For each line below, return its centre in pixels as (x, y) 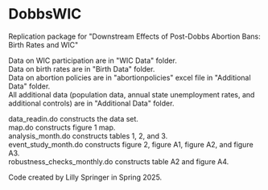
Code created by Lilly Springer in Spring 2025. (85, 177)
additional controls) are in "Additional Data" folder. (91, 103)
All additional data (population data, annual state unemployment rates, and (132, 94)
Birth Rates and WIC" (43, 44)
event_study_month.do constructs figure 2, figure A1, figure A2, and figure (131, 144)
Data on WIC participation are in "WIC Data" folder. (93, 60)
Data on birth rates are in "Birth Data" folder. (82, 68)
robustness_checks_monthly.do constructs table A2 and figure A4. (119, 161)
